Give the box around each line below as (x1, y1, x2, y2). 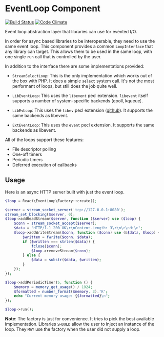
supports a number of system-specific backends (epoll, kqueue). (12, 97, 143, 103)
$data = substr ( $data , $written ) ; (31, 258, 102, 263)
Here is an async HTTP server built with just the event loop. (5, 189, 124, 195)
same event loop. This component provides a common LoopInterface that (5, 43, 153, 49)
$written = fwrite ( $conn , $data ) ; (22, 235, 93, 240)
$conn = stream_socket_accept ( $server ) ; (14, 221, 97, 226)
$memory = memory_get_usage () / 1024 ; (14, 285, 93, 289)
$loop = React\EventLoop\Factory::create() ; (5, 198, 97, 203)
